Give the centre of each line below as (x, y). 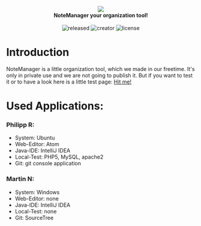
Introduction (38, 53)
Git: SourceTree (34, 218)
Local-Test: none (36, 211)
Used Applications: (55, 106)
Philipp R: (20, 125)
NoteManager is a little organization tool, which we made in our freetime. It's (100, 69)
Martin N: (20, 179)
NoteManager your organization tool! (101, 15)
